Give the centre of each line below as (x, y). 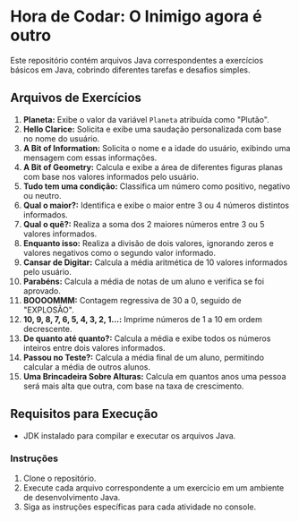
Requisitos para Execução (84, 414)
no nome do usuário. (61, 138)
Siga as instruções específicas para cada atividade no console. (140, 507)
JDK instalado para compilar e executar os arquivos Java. (129, 435)
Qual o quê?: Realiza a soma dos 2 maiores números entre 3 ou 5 (144, 224)
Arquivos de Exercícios (76, 98)
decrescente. (47, 329)
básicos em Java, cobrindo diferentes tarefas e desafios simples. (130, 70)
